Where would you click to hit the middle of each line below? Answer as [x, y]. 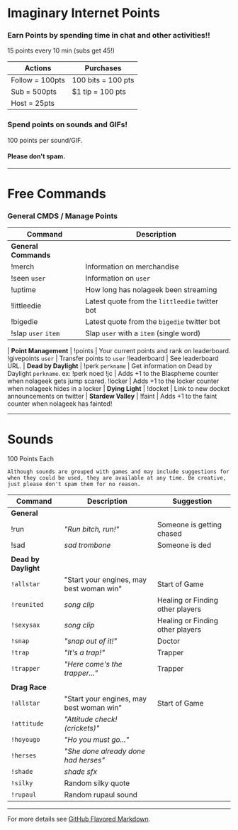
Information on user [118, 279]
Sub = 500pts [34, 92]
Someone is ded [184, 545]
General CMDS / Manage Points [63, 216]
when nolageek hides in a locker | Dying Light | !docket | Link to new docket [119, 389]
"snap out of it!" [91, 641]
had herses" [84, 760]
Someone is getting [189, 525]
